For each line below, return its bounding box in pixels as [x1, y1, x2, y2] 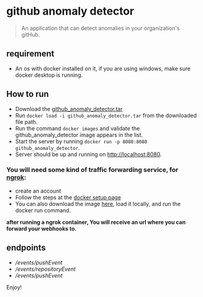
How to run [6, 89, 49, 99]
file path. [15, 118, 38, 126]
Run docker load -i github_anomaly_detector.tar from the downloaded [15, 112, 197, 119]
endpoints [6, 243, 46, 253]
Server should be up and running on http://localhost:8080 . [15, 151, 162, 158]
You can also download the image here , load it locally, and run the [15, 200, 181, 207]
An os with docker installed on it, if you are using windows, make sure [15, 65, 191, 72]
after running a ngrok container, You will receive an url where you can [6, 218, 186, 226]
